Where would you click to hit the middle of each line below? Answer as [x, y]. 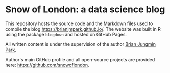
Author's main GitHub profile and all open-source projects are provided [80, 59]
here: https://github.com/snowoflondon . [47, 65]
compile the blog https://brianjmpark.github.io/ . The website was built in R [83, 29]
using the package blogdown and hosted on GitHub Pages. [66, 34]
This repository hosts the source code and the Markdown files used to [79, 23]
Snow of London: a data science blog [85, 9]
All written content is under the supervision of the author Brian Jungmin [80, 44]
